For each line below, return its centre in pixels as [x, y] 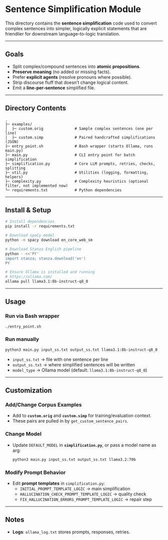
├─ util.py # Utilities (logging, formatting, [77, 172]
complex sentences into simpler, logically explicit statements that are [76, 28]
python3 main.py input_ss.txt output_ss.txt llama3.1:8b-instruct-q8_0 [81, 350]
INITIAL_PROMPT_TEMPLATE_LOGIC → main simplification [75, 488]
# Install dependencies [30, 222]
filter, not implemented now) [37, 186]
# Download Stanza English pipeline [43, 249]
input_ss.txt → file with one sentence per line [60, 359]
